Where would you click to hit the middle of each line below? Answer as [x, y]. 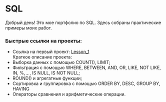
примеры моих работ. [28, 27]
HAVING [21, 89]
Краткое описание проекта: [42, 57]
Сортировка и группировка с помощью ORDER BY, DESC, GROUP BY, [86, 83]
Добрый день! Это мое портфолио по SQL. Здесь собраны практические [83, 22]
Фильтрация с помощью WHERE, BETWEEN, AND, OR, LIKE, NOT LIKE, [86, 67]
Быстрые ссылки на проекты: [44, 40]
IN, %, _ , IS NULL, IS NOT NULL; [46, 73]
